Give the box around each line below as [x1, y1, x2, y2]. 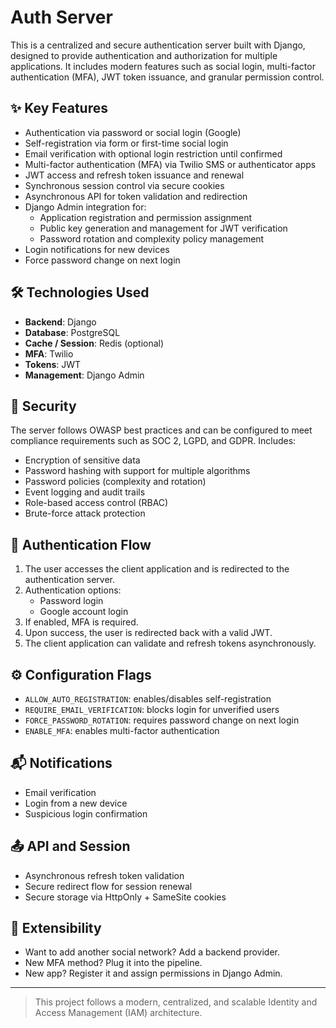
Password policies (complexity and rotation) [24, 476, 207, 488]
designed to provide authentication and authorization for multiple [10, 49, 278, 61]
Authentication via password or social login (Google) [24, 126, 242, 138]
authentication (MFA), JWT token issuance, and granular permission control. [10, 71, 325, 83]
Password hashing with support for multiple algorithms [24, 465, 251, 477]
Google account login [39, 606, 129, 618]
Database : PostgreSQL [24, 326, 121, 338]
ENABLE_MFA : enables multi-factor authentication [24, 725, 220, 736]
